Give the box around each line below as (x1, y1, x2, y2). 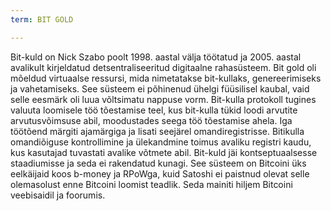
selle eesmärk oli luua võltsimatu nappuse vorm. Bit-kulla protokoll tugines (10, 93, 317, 105)
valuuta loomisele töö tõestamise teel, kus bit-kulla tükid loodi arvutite (10, 104, 298, 116)
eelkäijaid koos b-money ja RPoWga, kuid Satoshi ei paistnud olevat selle (10, 167, 310, 180)
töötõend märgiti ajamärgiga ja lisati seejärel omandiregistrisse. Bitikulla (10, 125, 305, 137)
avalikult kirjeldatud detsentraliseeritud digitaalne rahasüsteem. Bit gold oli (10, 61, 317, 73)
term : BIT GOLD (10, 14, 74, 25)
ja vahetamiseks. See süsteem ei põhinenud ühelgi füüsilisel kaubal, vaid (10, 82, 310, 95)
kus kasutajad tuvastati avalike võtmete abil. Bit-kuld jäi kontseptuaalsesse (10, 146, 318, 158)
